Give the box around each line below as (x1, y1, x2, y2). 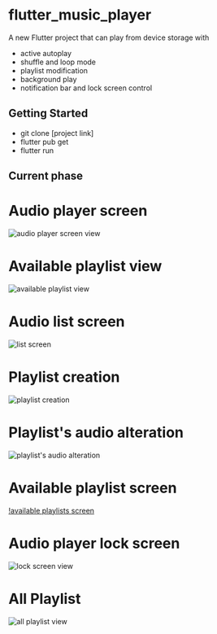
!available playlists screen (8, 505, 95, 515)
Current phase (8, 169, 84, 183)
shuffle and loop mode (20, 57, 96, 67)
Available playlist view (8, 257, 163, 276)
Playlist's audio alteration (8, 423, 184, 442)
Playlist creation (8, 368, 120, 387)
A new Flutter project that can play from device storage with (8, 33, 210, 42)
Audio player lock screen (8, 534, 180, 553)
